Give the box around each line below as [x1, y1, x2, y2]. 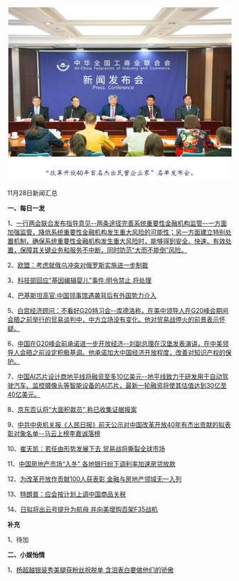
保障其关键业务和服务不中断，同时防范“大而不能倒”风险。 [19, 245, 188, 254]
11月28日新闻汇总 [7, 188, 58, 197]
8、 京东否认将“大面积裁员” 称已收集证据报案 [7, 405, 137, 413]
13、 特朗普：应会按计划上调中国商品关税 [7, 490, 127, 498]
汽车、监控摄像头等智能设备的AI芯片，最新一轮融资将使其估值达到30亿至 [13, 381, 227, 389]
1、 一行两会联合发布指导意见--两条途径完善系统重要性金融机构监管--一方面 [7, 219, 228, 227]
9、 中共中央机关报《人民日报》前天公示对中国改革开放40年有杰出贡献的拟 [7, 420, 225, 428]
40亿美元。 [7, 390, 41, 399]
